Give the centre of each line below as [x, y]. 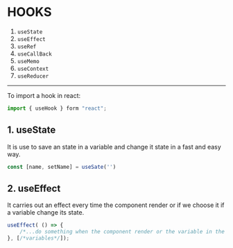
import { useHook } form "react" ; [57, 108]
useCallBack [34, 54]
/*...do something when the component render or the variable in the [122, 232]
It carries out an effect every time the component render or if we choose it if [116, 205]
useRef [27, 47]
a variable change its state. [46, 213]
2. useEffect [34, 188]
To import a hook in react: [44, 95]
